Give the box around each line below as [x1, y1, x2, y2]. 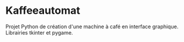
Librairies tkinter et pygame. [5, 29, 73, 36]
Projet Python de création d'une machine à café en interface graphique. [5, 23, 179, 30]
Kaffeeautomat [5, 4, 80, 17]
